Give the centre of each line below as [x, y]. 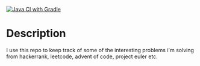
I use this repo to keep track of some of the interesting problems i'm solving [100, 50]
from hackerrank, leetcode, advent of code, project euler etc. [82, 56]
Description [36, 34]
